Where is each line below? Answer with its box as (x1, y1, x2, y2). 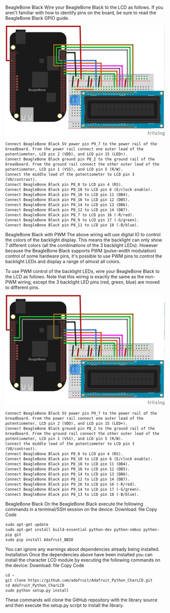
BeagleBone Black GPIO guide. (5, 15, 70, 21)
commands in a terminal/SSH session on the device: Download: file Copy (5, 507, 157, 513)
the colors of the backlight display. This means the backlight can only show (5, 237, 162, 243)
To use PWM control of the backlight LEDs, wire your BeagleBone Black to (5, 268, 160, 274)
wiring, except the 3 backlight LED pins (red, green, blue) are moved (17, 279, 160, 285)
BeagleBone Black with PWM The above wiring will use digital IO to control (5, 232, 161, 238)
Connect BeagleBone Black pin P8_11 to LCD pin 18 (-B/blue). (5, 223, 139, 228)
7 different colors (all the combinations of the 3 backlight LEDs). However (5, 242, 158, 248)
